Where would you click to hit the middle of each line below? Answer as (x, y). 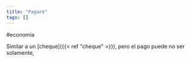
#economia (20, 34)
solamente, (20, 52)
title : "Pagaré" (27, 12)
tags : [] (17, 17)
